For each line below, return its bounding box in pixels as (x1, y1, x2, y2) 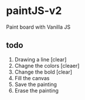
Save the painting (14, 81, 57, 88)
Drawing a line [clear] (14, 56, 67, 63)
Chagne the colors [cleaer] (14, 62, 80, 69)
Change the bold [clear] (14, 68, 72, 75)
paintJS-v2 (6, 4, 62, 18)
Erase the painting (14, 87, 59, 94)
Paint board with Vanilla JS (6, 23, 71, 30)
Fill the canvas (14, 74, 50, 81)
